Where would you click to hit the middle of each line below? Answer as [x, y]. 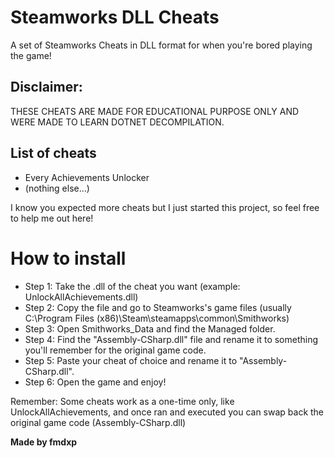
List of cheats [53, 153]
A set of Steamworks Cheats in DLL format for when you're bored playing [161, 45]
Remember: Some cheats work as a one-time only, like [122, 401]
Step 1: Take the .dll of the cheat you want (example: [132, 286]
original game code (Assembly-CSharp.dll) [98, 422]
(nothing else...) [57, 188]
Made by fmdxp [44, 442]
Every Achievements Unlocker [87, 177]
